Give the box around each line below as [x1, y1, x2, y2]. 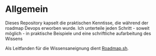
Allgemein [5, 3, 48, 15]
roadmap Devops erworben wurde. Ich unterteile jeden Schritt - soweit [5, 25, 150, 31]
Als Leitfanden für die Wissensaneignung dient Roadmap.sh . [5, 45, 129, 51]
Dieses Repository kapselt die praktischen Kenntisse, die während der [5, 20, 149, 26]
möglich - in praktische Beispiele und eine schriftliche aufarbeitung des [5, 30, 152, 36]
